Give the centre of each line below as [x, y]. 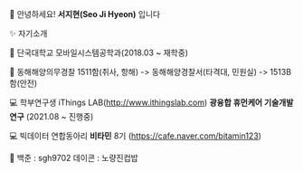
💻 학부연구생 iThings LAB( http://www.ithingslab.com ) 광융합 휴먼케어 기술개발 [151, 102]
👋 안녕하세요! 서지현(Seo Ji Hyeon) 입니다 [85, 14]
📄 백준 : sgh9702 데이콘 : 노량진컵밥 [74, 158]
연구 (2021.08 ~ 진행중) [52, 116]
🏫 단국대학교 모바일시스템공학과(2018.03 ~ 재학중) [99, 53]
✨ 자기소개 [28, 33]
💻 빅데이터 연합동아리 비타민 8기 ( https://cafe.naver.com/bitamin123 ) [136, 136]
